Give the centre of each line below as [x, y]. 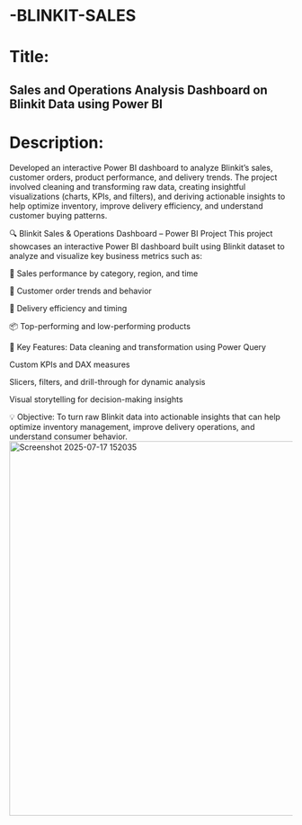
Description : [57, 143]
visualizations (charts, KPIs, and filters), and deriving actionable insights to [147, 196]
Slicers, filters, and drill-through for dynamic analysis [107, 381]
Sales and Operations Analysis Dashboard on [138, 90]
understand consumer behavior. [68, 436]
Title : [29, 57]
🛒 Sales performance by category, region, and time [104, 273]
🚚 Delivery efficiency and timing [68, 308]
